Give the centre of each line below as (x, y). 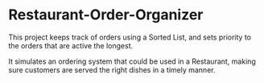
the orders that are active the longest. (71, 45)
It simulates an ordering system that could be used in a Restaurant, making (132, 61)
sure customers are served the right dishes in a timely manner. (112, 69)
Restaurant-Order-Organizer (106, 15)
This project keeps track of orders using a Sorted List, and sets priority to (130, 37)
